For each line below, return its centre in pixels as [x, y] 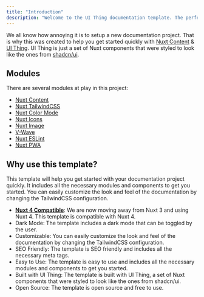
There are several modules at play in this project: [67, 88]
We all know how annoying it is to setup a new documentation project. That [100, 35]
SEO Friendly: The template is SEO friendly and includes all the [93, 249]
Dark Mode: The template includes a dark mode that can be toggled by [104, 223]
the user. [26, 229]
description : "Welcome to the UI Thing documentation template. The [95, 18]
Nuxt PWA [28, 145]
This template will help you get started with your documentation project [96, 179]
